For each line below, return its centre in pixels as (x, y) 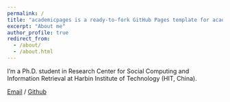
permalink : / (26, 13)
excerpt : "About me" (37, 26)
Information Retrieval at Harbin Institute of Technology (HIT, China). (102, 78)
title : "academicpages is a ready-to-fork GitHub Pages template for (108, 20)
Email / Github (27, 91)
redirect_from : (29, 39)
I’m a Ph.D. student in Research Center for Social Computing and (98, 71)
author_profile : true (38, 33)
